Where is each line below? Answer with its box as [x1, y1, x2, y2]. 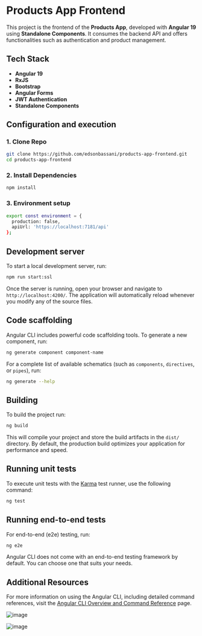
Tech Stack [6, 54, 49, 64]
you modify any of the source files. [6, 297, 93, 305]
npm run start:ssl [6, 274, 52, 280]
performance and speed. [6, 447, 68, 454]
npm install [6, 185, 36, 191]
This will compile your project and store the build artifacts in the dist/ [6, 434, 180, 441]
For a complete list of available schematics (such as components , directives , [6, 360, 195, 367]
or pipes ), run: [6, 366, 42, 374]
